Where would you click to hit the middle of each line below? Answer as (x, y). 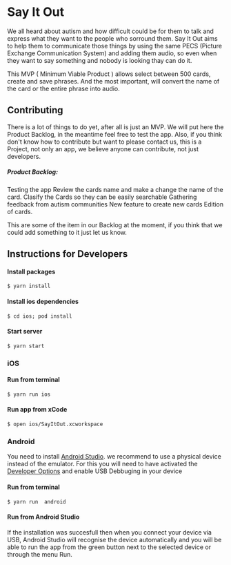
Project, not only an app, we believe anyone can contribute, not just (103, 149)
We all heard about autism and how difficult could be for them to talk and (110, 31)
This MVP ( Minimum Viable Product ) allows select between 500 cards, (109, 74)
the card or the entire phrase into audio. (64, 88)
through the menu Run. (40, 554)
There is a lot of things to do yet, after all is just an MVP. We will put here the (115, 127)
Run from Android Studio (43, 517)
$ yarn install (29, 286)
